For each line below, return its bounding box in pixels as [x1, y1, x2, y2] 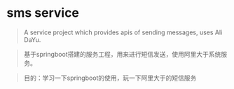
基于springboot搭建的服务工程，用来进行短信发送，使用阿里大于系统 [23, 50, 221, 58]
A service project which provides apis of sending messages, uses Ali [23, 28, 223, 36]
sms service [6, 5, 80, 21]
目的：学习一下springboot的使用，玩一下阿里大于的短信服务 [23, 74, 197, 82]
